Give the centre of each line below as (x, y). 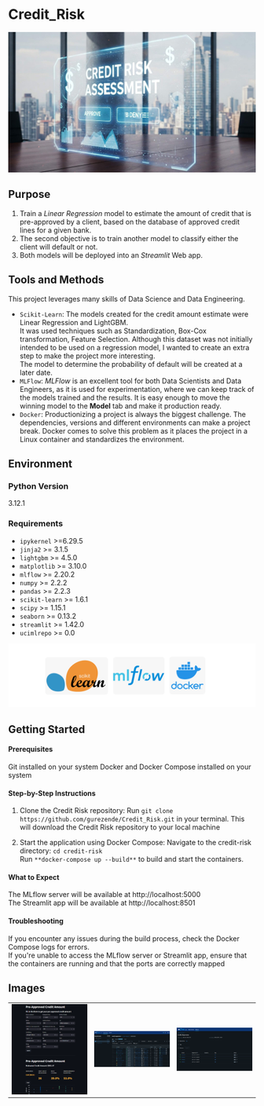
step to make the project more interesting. (87, 356)
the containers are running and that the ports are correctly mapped (117, 963)
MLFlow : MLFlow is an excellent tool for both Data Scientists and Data (130, 381)
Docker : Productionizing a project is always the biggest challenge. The (132, 414)
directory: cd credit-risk (61, 851)
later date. (36, 372)
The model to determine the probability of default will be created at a (131, 364)
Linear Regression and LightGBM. (73, 322)
